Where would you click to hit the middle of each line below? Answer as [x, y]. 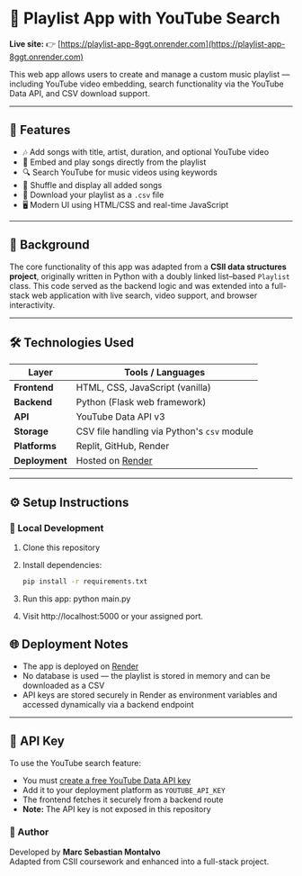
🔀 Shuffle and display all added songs [92, 185]
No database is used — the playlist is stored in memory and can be [147, 675]
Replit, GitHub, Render [123, 447]
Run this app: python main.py [76, 599]
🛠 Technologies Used [72, 343]
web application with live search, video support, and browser [144, 295]
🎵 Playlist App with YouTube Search [145, 18]
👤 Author [29, 832]
